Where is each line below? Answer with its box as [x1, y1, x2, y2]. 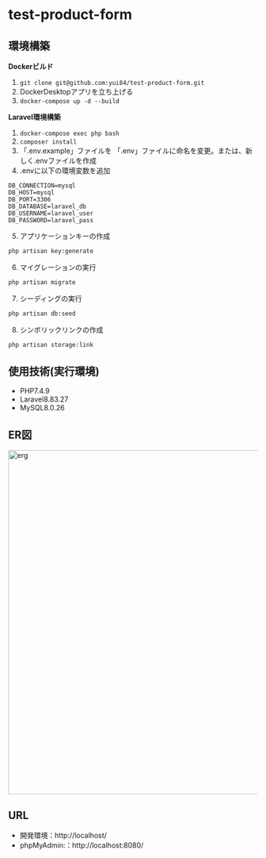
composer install [19, 138, 78, 146]
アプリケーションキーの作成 [19, 232, 111, 240]
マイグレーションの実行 [19, 262, 97, 271]
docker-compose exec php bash [19, 129, 120, 137]
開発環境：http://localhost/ [19, 830, 107, 840]
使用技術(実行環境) [8, 364, 100, 378]
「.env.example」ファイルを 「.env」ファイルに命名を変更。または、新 [19, 146, 253, 156]
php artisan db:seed [8, 310, 77, 317]
